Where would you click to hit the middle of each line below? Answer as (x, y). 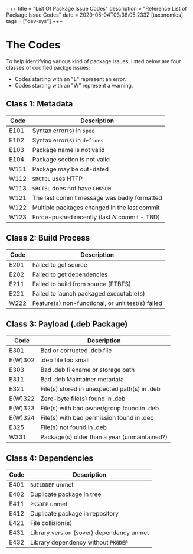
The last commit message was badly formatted (97, 197)
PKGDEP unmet (49, 504)
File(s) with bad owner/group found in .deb (100, 409)
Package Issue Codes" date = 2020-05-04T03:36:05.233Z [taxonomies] (95, 15)
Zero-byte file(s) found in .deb (83, 399)
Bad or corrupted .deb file (76, 351)
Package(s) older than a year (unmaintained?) (104, 437)
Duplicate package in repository (75, 514)
